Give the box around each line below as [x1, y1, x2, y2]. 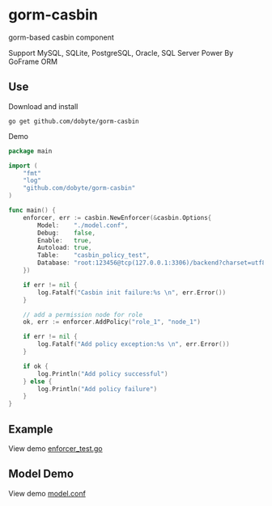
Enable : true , [37, 236, 92, 244]
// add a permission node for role [23, 310, 143, 318]
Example [8, 422, 53, 436]
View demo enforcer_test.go [8, 443, 103, 453]
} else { [23, 377, 53, 386]
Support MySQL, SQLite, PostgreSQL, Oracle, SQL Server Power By [8, 48, 234, 57]
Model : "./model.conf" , [37, 221, 129, 230]
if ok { [23, 362, 49, 370]
